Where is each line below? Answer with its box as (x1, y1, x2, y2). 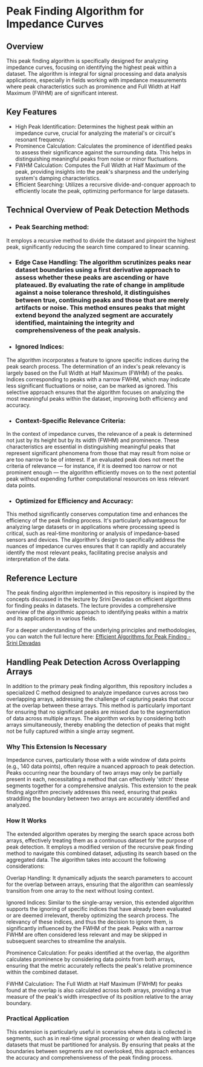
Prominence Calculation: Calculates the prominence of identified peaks (14, 142, 192, 149)
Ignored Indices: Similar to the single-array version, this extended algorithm (6, 899, 195, 906)
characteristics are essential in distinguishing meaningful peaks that (6, 443, 175, 450)
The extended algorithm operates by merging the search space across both (6, 830, 195, 838)
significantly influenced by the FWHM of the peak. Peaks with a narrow (6, 924, 184, 931)
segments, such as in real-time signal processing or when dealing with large (6, 1034, 196, 1042)
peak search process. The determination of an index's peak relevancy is (6, 363, 186, 370)
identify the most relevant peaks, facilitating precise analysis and (6, 549, 168, 556)
